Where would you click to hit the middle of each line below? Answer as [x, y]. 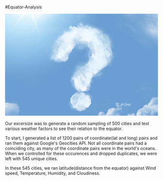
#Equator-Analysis [24, 7]
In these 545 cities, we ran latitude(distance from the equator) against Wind [81, 168]
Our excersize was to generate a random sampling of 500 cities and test [77, 123]
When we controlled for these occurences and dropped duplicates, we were [81, 153]
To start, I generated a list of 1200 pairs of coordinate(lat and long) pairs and [81, 138]
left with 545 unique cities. [32, 158]
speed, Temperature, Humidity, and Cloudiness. [53, 173]
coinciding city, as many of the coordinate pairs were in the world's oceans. [81, 148]
